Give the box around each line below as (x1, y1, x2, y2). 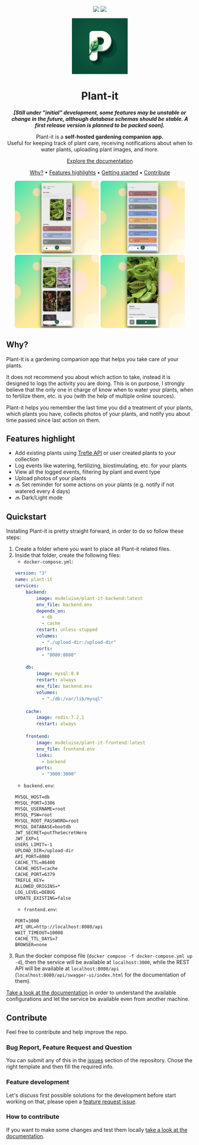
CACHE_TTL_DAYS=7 (14, 936, 58, 942)
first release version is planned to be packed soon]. (34, 121, 165, 129)
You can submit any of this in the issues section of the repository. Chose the (6, 1057, 193, 1064)
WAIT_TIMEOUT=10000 (14, 930, 64, 936)
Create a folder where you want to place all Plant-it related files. (14, 545, 171, 553)
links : (36, 752, 53, 758)
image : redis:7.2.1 (36, 715, 84, 721)
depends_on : (36, 608, 66, 614)
